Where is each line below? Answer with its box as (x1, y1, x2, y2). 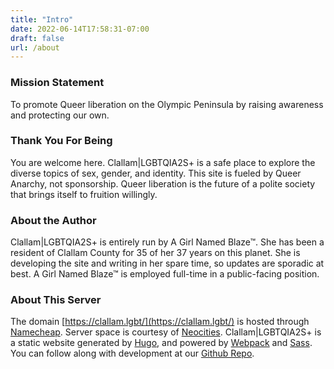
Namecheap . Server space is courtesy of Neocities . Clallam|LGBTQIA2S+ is (10, 326, 322, 338)
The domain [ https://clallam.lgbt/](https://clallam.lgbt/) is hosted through (10, 316, 310, 328)
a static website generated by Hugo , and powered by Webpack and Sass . (10, 337, 313, 349)
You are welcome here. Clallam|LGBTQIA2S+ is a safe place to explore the (10, 156, 316, 168)
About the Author (10, 213, 97, 227)
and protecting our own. (10, 109, 110, 121)
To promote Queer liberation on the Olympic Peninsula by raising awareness (10, 98, 324, 110)
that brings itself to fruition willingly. (10, 188, 158, 200)
